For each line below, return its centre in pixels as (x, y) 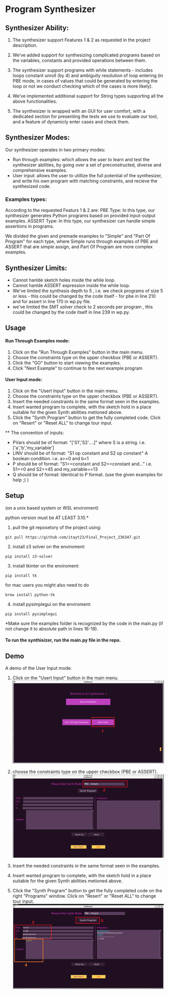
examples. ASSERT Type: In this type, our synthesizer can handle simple (80, 221)
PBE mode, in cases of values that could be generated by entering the (85, 81)
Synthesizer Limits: (36, 268)
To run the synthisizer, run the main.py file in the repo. (63, 640)
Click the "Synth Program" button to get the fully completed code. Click (87, 417)
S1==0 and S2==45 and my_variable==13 (55, 469)
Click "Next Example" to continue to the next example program (77, 368)
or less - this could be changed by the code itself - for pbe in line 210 (84, 296)
